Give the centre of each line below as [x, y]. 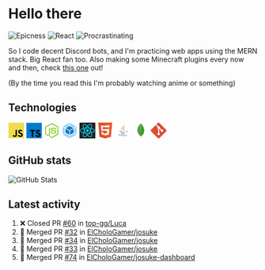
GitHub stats [40, 161]
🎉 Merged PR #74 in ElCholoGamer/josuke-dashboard [107, 257]
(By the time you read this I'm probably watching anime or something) [122, 83]
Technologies [43, 108]
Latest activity [44, 204]
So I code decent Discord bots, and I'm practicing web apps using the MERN [133, 51]
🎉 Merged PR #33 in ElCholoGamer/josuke [89, 249]
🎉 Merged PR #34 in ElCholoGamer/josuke [89, 241]
